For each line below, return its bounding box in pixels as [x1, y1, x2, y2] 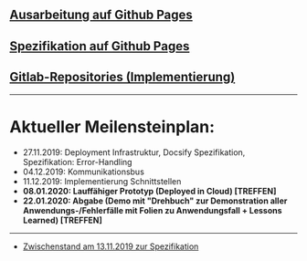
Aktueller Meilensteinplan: [9, 116, 216, 137]
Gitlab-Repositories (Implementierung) [9, 69, 236, 85]
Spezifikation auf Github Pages [9, 38, 190, 54]
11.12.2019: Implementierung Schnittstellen [22, 175, 182, 186]
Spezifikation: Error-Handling [22, 156, 132, 167]
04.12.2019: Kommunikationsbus [22, 166, 144, 177]
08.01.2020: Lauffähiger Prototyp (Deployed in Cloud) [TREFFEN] [22, 185, 277, 196]
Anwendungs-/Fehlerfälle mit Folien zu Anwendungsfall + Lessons [22, 204, 282, 215]
